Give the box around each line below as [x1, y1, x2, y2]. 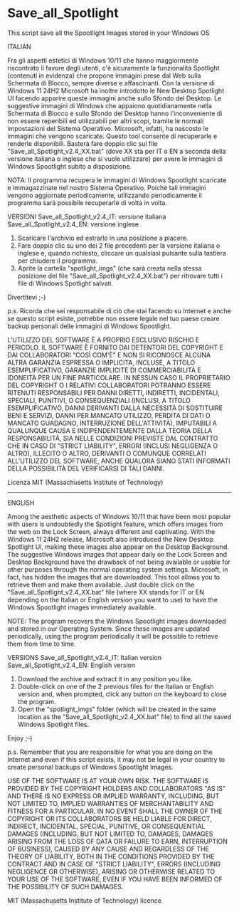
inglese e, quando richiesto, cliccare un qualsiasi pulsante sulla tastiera [17, 248, 226, 257]
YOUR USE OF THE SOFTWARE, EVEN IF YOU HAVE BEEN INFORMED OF [7, 874, 223, 884]
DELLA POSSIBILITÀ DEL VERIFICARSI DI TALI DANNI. [7, 464, 165, 473]
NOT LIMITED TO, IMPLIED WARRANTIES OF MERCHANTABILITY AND [7, 799, 214, 807]
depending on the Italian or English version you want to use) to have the [7, 595, 218, 604]
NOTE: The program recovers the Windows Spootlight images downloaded [7, 617, 226, 625]
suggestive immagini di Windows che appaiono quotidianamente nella [7, 101, 212, 110]
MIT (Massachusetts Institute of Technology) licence [7, 896, 162, 905]
